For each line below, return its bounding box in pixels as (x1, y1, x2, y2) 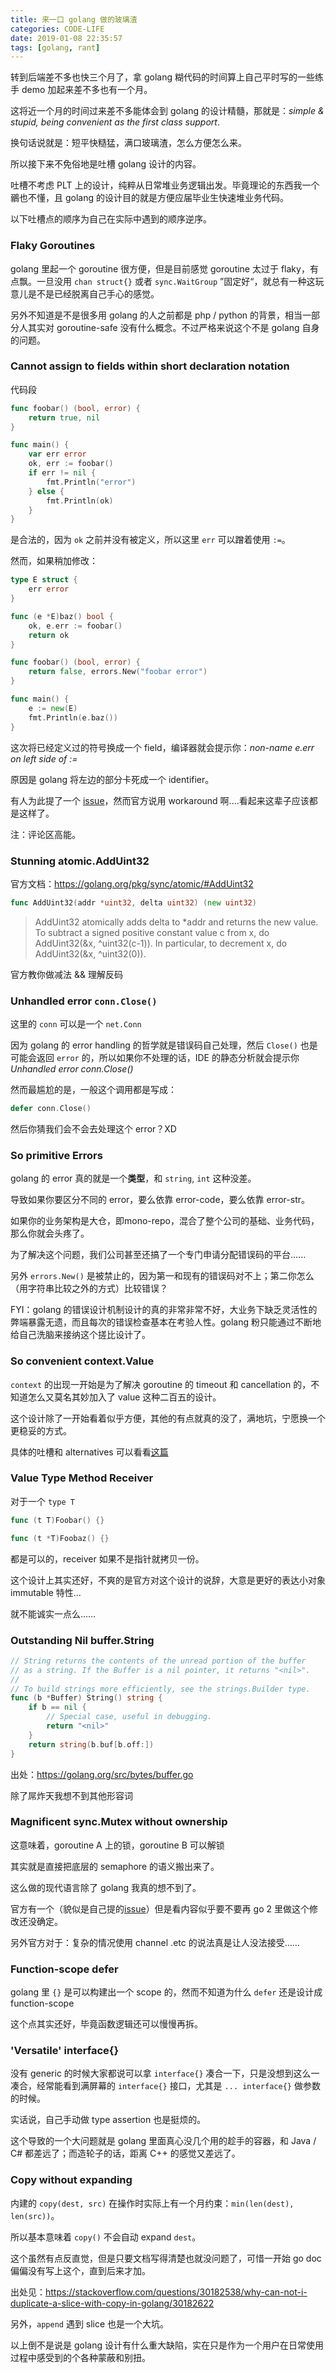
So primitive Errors (10, 1148, 103, 1162)
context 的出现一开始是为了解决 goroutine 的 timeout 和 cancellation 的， (10, 1378, 312, 1390)
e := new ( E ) (28, 703, 78, 713)
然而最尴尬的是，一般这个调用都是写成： (10, 1084, 177, 1096)
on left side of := (10, 752, 78, 765)
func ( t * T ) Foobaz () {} (10, 1533, 110, 1543)
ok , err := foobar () (28, 459, 114, 469)
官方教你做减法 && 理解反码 (10, 968, 123, 980)
